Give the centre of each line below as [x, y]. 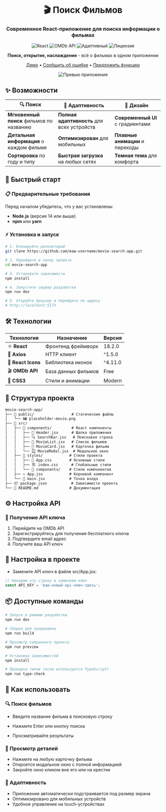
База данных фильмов [72, 372]
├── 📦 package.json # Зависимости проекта [61, 483]
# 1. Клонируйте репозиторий [35, 247]
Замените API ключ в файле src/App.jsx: [55, 571]
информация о [26, 141]
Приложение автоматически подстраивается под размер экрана [81, 793]
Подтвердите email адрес [39, 539]
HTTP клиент [61, 354]
